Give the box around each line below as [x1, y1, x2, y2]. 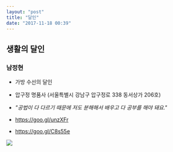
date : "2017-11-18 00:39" [6, 20, 71, 26]
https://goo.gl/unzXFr [14, 116, 69, 124]
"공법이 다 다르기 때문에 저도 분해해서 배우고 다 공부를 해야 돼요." [14, 104, 168, 112]
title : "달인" [6, 14, 39, 21]
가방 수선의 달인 [14, 78, 52, 86]
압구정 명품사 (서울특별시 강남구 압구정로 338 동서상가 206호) [14, 91, 161, 98]
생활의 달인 [6, 43, 45, 54]
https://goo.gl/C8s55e [14, 128, 71, 135]
